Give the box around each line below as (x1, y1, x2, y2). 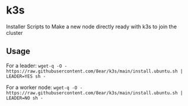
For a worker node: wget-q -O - (6, 84, 83, 91)
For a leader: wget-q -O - (6, 62, 68, 69)
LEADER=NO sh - (6, 95, 44, 101)
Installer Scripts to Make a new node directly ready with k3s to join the (6, 23, 177, 30)
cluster (6, 29, 23, 36)
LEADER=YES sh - (6, 73, 46, 79)
